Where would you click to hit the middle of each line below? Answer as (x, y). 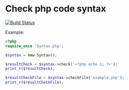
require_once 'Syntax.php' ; (35, 46)
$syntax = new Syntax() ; (31, 55)
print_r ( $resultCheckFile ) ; (35, 82)
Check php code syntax (56, 9)
